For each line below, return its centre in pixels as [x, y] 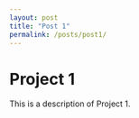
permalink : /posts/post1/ [58, 34]
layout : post [34, 18]
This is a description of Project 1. [70, 104]
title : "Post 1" [40, 26]
